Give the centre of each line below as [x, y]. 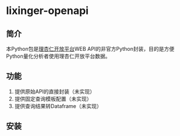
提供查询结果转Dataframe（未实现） [58, 106]
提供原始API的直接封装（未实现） [55, 91]
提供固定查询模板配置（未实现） [53, 99]
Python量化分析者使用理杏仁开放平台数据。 [58, 56]
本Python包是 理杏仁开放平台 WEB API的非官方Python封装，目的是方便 [90, 49]
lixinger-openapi [47, 11]
